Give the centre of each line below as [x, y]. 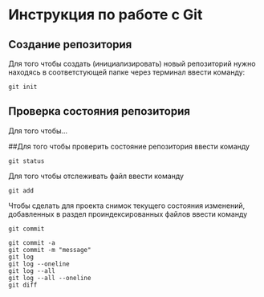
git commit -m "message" [50, 250]
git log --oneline [39, 264]
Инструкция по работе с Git [106, 15]
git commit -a [32, 242]
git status [26, 161]
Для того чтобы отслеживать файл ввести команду [96, 176]
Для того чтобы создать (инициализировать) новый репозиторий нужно [132, 63]
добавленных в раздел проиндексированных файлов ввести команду [128, 214]
